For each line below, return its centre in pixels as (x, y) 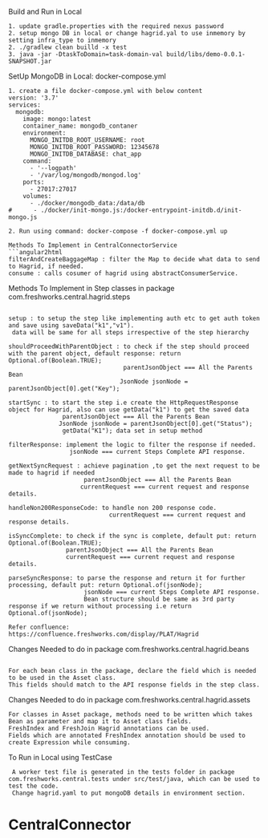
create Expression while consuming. (69, 743)
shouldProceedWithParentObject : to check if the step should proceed (129, 346)
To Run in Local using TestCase (60, 757)
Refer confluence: (39, 627)
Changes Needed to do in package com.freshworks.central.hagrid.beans (129, 649)
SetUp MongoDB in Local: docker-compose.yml (87, 76)
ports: (34, 182)
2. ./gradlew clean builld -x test (68, 47)
